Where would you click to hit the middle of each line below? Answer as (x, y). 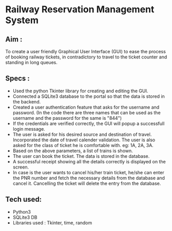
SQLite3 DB (25, 217)
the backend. (27, 101)
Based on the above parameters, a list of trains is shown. (73, 151)
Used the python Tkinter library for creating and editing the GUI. (80, 91)
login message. (29, 129)
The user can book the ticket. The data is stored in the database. (81, 156)
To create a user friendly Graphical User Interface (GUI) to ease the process (85, 51)
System (22, 20)
